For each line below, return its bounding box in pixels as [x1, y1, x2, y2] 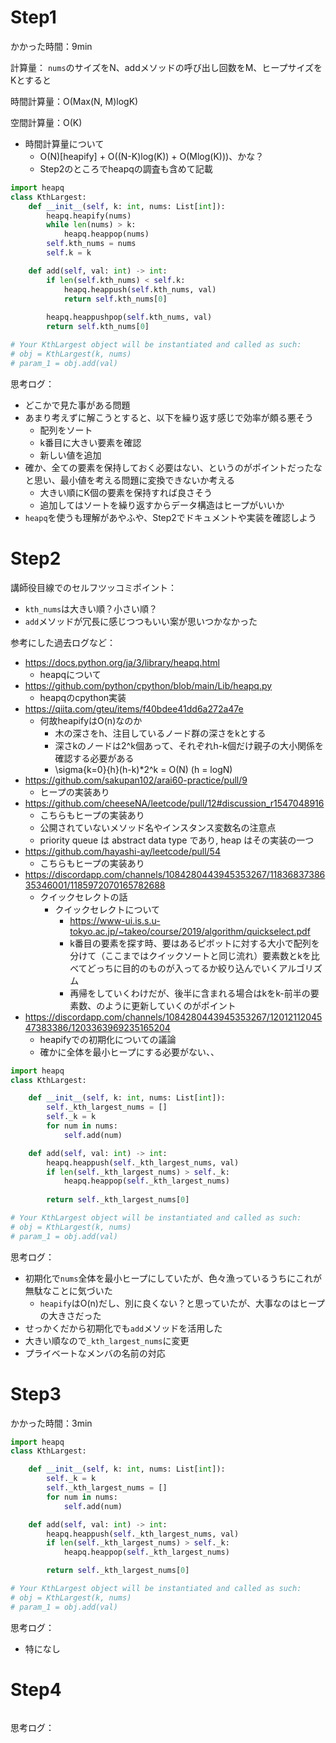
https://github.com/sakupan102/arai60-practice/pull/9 [24, 774, 248, 786]
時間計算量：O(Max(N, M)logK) [10, 95, 139, 107]
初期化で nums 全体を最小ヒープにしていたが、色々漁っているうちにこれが [24, 1272, 322, 1284]
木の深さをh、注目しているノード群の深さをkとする [54, 727, 267, 739]
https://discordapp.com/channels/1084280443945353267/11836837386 [24, 868, 326, 880]
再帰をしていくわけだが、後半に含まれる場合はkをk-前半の [69, 987, 311, 999]
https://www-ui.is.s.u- [69, 914, 161, 926]
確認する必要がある [54, 752, 135, 764]
